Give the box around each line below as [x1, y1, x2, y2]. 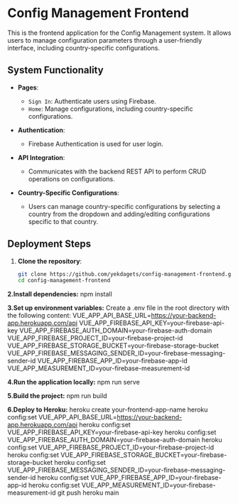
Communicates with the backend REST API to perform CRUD [28, 167, 207, 176]
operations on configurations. [28, 174, 115, 183]
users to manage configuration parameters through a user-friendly [7, 36, 202, 44]
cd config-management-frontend [17, 277, 111, 284]
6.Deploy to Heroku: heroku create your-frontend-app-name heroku [7, 405, 208, 414]
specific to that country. [28, 217, 98, 225]
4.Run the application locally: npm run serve [7, 378, 140, 387]
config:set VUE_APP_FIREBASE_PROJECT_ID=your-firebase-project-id [7, 443, 215, 452]
